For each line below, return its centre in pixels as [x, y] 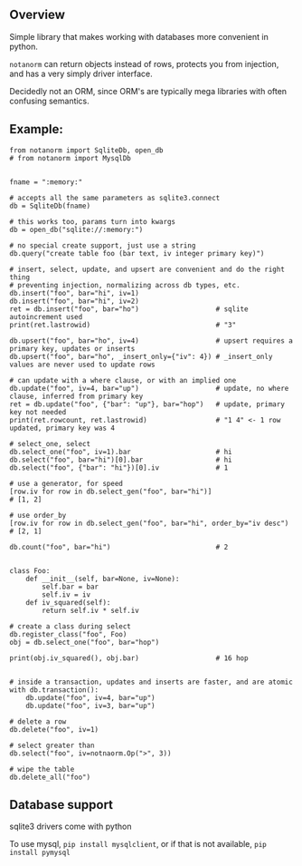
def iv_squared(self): [68, 602]
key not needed [38, 412]
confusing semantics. [50, 101]
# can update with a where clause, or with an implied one [123, 380]
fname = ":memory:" [46, 182]
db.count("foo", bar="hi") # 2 [119, 547]
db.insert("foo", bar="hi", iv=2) [75, 301]
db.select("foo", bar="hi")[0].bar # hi [121, 460]
